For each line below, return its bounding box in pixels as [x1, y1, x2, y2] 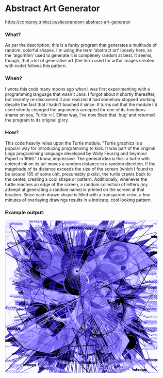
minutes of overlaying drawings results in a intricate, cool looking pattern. [5, 197, 152, 203]
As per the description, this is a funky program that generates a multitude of [5, 42, 157, 48]
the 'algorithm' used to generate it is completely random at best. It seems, [5, 52, 153, 58]
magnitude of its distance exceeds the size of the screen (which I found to [5, 166, 154, 172]
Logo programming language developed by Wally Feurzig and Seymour [5, 150, 147, 156]
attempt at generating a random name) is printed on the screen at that [5, 187, 145, 192]
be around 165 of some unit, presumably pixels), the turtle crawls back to [5, 171, 151, 177]
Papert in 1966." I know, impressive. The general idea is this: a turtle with [5, 155, 150, 161]
